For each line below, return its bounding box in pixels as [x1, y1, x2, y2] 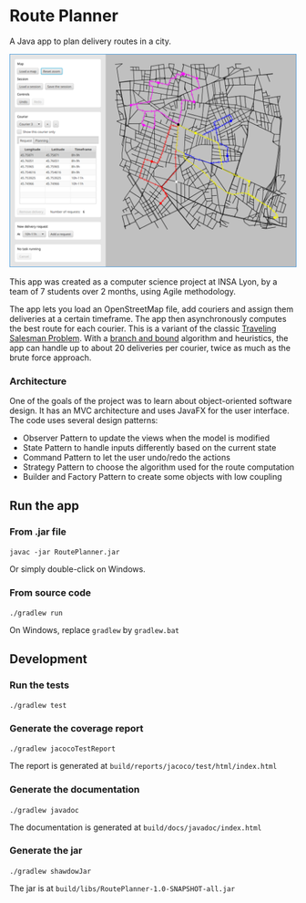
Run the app [9, 498, 79, 514]
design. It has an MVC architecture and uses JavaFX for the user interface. [9, 405, 290, 416]
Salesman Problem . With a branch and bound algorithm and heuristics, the [9, 333, 289, 343]
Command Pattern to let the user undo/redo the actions [22, 452, 230, 463]
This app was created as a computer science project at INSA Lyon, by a [9, 276, 278, 287]
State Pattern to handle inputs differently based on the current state [22, 442, 277, 453]
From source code [9, 586, 91, 598]
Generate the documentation [9, 784, 140, 796]
